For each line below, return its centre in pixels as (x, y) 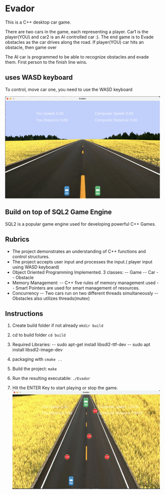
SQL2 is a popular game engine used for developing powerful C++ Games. (81, 224)
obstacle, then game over (31, 47)
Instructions (24, 313)
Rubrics (17, 240)
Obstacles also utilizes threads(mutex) (51, 298)
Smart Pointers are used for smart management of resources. (78, 288)
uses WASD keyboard (39, 77)
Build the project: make (35, 369)
